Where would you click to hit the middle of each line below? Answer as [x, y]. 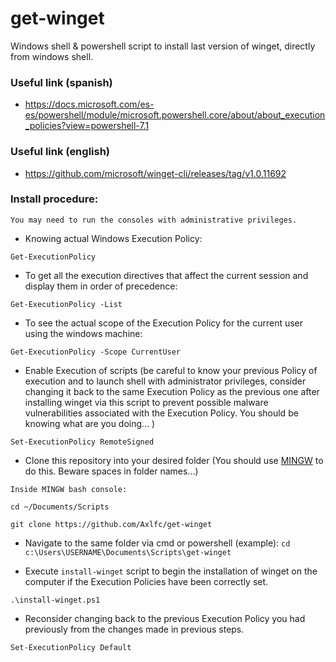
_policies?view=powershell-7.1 [87, 126]
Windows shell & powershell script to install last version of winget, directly [163, 46]
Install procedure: [54, 199]
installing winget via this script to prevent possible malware [146, 402]
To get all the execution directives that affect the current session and [166, 275]
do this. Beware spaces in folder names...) [111, 471]
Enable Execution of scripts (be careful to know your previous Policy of [171, 370]
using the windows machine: [83, 333]
